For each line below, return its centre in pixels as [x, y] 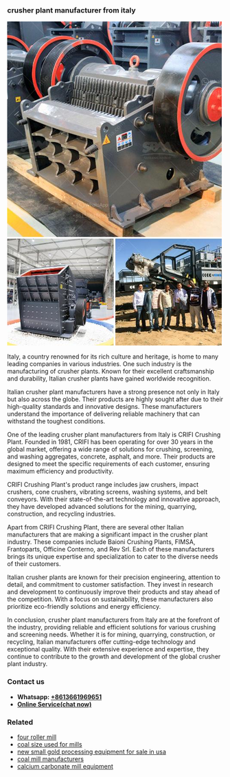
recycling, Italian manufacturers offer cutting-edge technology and [101, 642]
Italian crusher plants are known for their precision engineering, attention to [114, 577]
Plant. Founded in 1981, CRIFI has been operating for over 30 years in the [110, 442]
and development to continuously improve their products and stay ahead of [114, 592]
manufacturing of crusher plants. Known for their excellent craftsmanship [111, 372]
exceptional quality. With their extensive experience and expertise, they [108, 649]
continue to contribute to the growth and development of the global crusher [114, 656]
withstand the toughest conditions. [56, 421]
